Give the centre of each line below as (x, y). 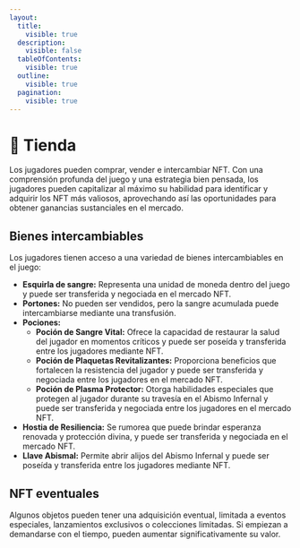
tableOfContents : (50, 59)
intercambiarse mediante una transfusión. (99, 313)
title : (30, 26)
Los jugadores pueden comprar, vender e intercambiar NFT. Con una (137, 170)
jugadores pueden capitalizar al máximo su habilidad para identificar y (139, 189)
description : (42, 43)
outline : (34, 76)
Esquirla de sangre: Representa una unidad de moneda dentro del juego (156, 285)
